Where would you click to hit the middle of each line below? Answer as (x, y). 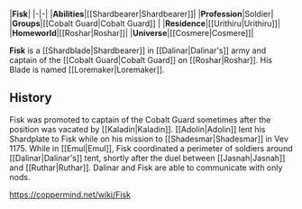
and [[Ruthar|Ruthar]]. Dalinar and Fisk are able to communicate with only (146, 168)
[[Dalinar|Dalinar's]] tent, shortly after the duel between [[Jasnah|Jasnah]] (147, 158)
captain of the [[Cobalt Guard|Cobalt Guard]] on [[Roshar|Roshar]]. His (141, 60)
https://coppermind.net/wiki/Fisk (70, 195)
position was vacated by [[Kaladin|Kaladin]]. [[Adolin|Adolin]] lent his (137, 129)
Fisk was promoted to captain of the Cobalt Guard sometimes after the (140, 119)
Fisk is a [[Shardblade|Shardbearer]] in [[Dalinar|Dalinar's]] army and (138, 50)
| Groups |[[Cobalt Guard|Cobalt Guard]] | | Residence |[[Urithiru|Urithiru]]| (145, 23)
